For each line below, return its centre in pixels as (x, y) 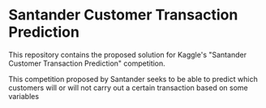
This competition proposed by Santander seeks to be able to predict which (133, 79)
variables (24, 96)
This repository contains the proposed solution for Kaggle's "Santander (128, 54)
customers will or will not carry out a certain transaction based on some (129, 88)
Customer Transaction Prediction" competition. (87, 63)
